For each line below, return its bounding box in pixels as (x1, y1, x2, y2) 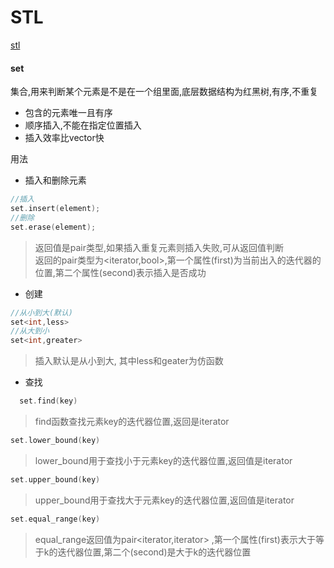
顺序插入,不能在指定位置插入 (24, 119, 142, 131)
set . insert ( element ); (10, 204, 101, 214)
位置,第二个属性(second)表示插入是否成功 (34, 266, 207, 278)
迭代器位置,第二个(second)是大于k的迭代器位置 (57, 546, 252, 558)
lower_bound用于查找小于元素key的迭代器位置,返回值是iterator (34, 454, 293, 466)
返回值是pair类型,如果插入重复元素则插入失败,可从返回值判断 (34, 241, 285, 253)
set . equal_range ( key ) (10, 514, 101, 524)
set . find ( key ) (19, 396, 78, 406)
